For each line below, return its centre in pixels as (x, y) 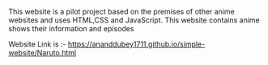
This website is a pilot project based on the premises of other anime (121, 12)
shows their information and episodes (71, 28)
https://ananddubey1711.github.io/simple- (136, 44)
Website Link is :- (37, 44)
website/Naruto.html (43, 53)
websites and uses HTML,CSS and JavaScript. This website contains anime (134, 20)
